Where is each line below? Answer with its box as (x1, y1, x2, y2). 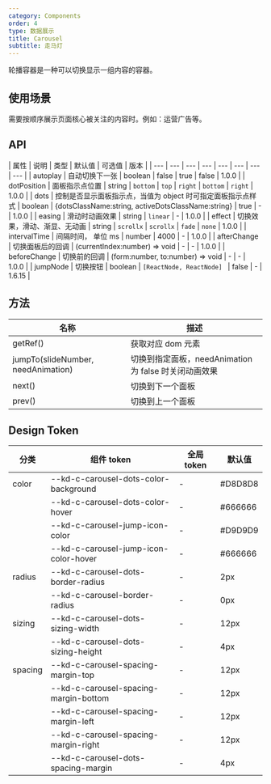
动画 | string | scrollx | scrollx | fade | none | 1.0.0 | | (71, 221, 247, 231)
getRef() (12, 337, 44, 349)
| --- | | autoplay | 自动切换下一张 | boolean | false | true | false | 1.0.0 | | (8, 171, 246, 180)
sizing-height (50, 646, 102, 658)
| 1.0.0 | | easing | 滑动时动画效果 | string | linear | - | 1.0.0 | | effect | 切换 (8, 211, 252, 221)
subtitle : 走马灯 (8, 42, 63, 50)
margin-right (50, 740, 100, 751)
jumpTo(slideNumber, (12, 354, 94, 365)
